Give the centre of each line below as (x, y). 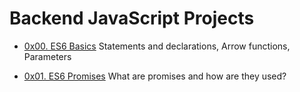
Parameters (47, 56)
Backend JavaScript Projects (132, 18)
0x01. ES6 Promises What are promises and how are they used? (155, 76)
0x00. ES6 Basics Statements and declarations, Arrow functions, (157, 46)
